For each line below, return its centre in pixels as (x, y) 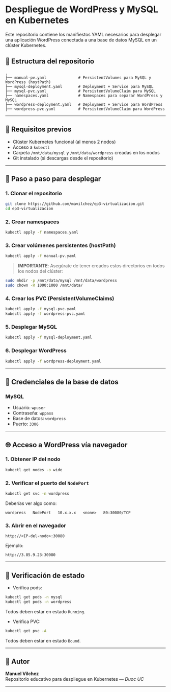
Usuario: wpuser (29, 408)
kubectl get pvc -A (26, 631)
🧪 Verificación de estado (45, 575)
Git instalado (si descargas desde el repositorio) (63, 158)
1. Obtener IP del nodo (33, 459)
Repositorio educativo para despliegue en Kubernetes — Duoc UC (75, 679)
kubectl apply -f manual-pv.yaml (41, 256)
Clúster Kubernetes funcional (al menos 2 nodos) (64, 142)
